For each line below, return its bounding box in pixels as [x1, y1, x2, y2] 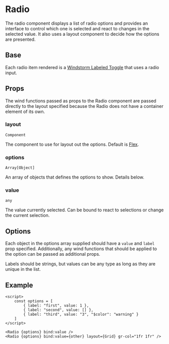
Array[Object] [5, 165, 35, 170]
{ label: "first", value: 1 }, [23, 303, 89, 308]
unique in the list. [5, 266, 41, 272]
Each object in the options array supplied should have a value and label [5, 241, 155, 247]
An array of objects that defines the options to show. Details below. [5, 174, 145, 180]
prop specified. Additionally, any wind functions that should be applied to [5, 246, 157, 252]
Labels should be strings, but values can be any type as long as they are [5, 261, 155, 267]
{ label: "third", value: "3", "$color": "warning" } [23, 312, 139, 317]
